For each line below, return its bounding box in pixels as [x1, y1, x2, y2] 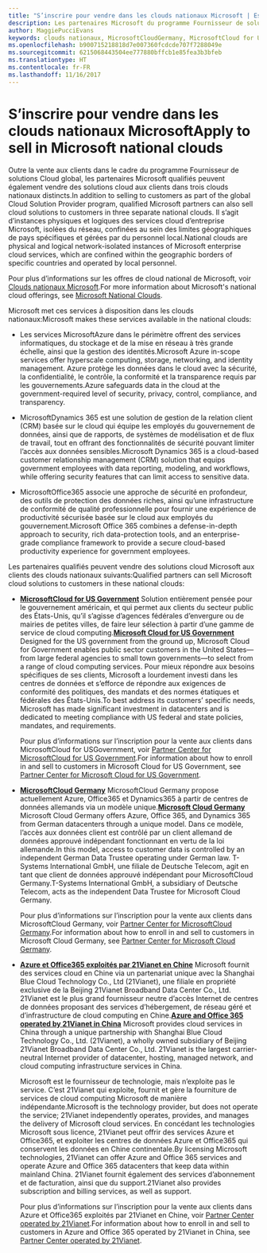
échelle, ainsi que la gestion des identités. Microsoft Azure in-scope [19, 347, 241, 356]
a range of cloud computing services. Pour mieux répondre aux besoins [19, 661, 255, 671]
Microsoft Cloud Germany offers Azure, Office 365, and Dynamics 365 [19, 810, 251, 820]
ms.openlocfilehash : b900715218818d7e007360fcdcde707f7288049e [8, 41, 222, 49]
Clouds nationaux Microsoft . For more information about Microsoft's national [8, 281, 257, 291]
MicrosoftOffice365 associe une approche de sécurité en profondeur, [19, 487, 248, 497]
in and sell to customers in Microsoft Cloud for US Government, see [19, 761, 242, 771]
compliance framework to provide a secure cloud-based [41, 537, 226, 547]
